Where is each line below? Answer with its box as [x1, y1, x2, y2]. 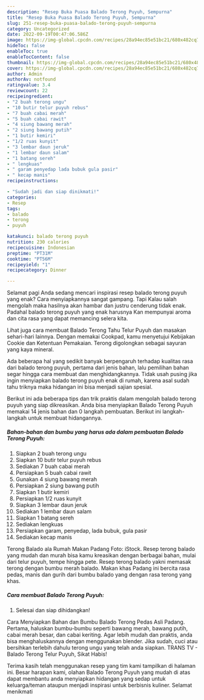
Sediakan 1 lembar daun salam [15, 508, 92, 515]
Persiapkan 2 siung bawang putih [15, 482, 99, 489]
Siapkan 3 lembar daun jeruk [15, 501, 88, 509]
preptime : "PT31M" [7, 250, 53, 256]
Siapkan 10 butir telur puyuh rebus [15, 457, 102, 464]
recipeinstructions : [7, 178, 59, 184]
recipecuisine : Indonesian [7, 245, 75, 251]
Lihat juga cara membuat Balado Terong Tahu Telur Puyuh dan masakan [7, 326, 186, 334]
